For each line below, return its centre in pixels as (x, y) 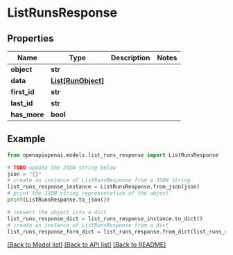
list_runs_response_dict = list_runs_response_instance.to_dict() (105, 219)
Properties (31, 38)
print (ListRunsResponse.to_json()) (59, 200)
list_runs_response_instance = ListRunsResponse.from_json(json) (103, 187)
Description (130, 58)
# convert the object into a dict (57, 212)
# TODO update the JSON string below (62, 168)
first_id (23, 92)
